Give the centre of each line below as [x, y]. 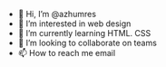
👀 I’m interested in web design [74, 24]
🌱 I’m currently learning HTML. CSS [84, 33]
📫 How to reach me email [67, 53]
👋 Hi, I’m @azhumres [57, 14]
